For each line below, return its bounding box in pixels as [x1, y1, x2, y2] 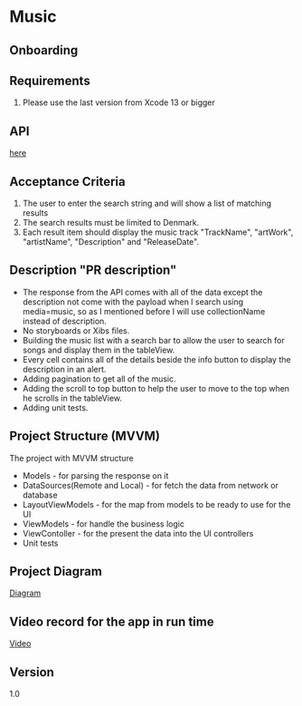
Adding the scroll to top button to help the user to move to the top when [22, 382, 290, 393]
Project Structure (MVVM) [9, 429, 161, 444]
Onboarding [9, 43, 79, 58]
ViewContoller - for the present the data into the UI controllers [22, 527, 254, 538]
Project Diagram [9, 564, 102, 579]
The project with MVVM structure [9, 452, 134, 463]
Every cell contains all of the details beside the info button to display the [22, 353, 291, 364]
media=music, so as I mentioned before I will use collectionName [22, 305, 266, 316]
